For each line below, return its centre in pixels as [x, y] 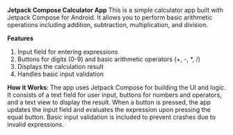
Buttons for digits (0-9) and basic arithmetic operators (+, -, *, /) [109, 59]
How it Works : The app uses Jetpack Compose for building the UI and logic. [116, 87]
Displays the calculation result [60, 66]
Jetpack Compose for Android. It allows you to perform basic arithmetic [110, 17]
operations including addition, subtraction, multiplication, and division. [108, 25]
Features [20, 38]
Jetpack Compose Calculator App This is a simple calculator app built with [115, 10]
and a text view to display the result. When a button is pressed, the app [109, 102]
